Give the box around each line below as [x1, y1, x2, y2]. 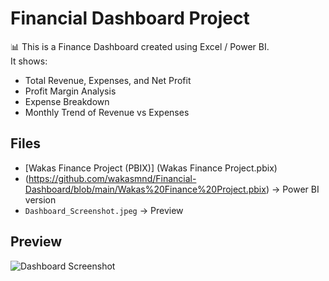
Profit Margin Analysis [24, 85, 117, 97]
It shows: [10, 55, 48, 67]
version [24, 193, 57, 206]
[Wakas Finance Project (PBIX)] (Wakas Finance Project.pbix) [24, 162, 278, 174]
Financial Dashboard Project [10, 7, 250, 30]
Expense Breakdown [24, 95, 110, 107]
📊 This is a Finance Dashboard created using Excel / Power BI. [10, 40, 270, 52]
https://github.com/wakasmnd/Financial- [28, 172, 197, 184]
